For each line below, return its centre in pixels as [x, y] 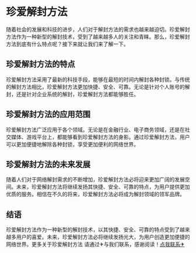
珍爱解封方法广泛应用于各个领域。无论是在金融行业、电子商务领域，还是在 [95, 129]
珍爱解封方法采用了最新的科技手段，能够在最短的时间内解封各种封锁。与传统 [98, 79]
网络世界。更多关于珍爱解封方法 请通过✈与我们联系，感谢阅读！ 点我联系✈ [95, 244]
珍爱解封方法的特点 [41, 64]
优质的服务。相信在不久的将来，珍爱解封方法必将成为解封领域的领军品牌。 [95, 194]
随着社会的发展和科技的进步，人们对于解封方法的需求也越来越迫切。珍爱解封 [98, 29]
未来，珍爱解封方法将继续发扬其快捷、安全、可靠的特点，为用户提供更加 [103, 187]
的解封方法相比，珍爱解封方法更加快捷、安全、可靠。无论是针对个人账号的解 [98, 87]
